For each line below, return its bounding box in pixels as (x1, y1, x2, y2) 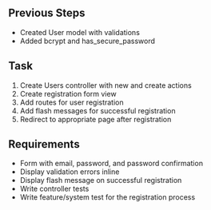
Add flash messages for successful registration (19, 105, 176, 115)
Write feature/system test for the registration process (19, 192, 196, 202)
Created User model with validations (19, 27, 140, 37)
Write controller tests (19, 184, 90, 194)
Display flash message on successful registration (19, 176, 182, 185)
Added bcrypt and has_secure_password (19, 36, 156, 46)
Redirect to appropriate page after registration (19, 114, 172, 124)
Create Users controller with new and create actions (19, 80, 192, 90)
